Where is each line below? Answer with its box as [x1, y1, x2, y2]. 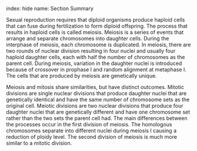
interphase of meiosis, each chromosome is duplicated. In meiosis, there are [6, 41, 191, 48]
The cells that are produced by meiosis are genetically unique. [6, 73, 157, 79]
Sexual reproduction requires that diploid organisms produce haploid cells [6, 16, 185, 23]
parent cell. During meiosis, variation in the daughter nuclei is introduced [6, 60, 182, 67]
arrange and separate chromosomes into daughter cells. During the [6, 35, 169, 42]
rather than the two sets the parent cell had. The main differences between [6, 115, 188, 122]
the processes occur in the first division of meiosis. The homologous [6, 121, 172, 128]
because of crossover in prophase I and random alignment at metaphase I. [6, 66, 187, 73]
